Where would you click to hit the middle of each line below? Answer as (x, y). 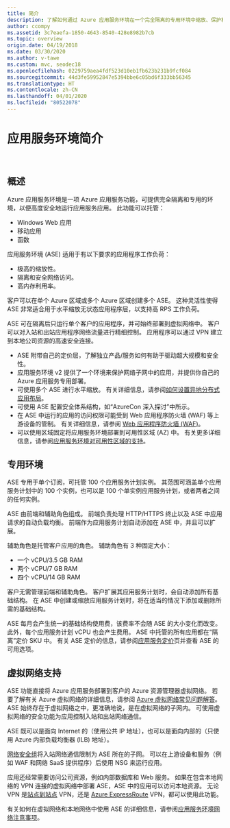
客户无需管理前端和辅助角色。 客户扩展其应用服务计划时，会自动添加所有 (110, 592)
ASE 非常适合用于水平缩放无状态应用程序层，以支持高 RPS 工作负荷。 (105, 308)
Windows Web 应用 (44, 222)
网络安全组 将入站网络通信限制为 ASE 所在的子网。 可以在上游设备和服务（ (111, 754)
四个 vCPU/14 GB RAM (49, 577)
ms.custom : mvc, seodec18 (44, 64)
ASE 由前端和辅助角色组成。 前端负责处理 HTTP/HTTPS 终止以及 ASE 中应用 (115, 514)
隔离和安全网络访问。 (47, 277)
